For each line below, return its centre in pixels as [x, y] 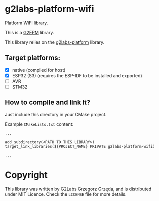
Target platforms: [33, 58]
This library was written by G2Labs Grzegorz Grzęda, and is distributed [78, 189]
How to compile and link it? [48, 103]
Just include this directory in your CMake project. [56, 114]
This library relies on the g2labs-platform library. [55, 42]
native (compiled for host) [39, 70]
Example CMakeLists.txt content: [39, 124]
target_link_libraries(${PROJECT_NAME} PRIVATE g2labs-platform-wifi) [80, 146]
